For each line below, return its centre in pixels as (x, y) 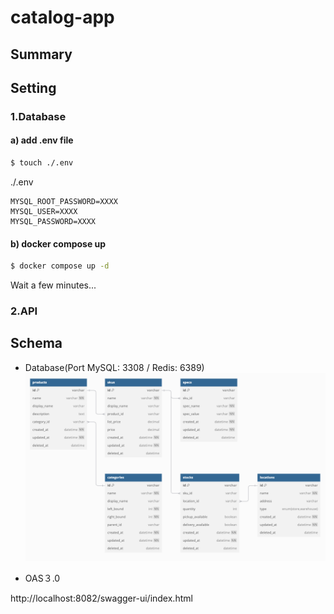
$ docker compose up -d (60, 266)
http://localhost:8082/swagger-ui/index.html (101, 598)
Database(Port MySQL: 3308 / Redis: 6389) (114, 367)
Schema (36, 343)
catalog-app (62, 17)
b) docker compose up (58, 243)
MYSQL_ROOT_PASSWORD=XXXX (64, 201)
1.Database (38, 116)
